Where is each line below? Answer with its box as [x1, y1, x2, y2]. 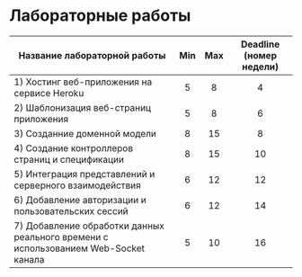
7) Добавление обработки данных [13, 219, 164, 232]
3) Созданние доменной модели [13, 127, 157, 139]
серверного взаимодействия [13, 179, 141, 192]
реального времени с [13, 230, 110, 243]
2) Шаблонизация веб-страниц [13, 101, 151, 113]
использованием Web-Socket [13, 242, 146, 255]
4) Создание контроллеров [13, 141, 133, 154]
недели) [241, 60, 280, 73]
